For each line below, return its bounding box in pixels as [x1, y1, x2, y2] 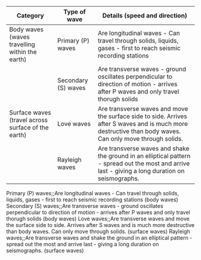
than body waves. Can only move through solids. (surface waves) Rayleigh [6, 228, 190, 235]
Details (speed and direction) [102, 11, 187, 20]
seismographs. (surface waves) [6, 247, 84, 254]
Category [16, 11, 44, 20]
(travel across [9, 116, 48, 124]
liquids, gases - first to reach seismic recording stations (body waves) [6, 196, 178, 203]
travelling [9, 40, 35, 49]
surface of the [9, 123, 49, 131]
